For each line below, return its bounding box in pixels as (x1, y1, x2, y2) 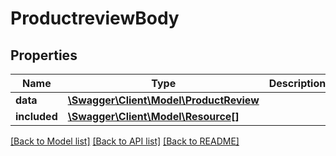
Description (268, 77, 327, 90)
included (15, 110, 58, 123)
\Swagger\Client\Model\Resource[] (67, 110, 240, 123)
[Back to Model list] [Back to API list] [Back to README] (10, 135, 240, 147)
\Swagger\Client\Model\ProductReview (67, 93, 260, 107)
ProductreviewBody (10, 7, 180, 30)
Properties (10, 47, 78, 64)
